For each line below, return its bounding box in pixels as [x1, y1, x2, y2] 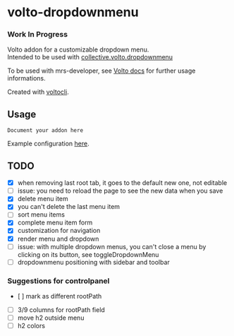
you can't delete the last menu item [17, 203, 121, 211]
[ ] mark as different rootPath [17, 292, 102, 301]
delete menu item [17, 195, 68, 203]
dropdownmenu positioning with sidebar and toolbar [17, 258, 171, 266]
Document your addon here [7, 127, 83, 134]
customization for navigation [17, 227, 101, 235]
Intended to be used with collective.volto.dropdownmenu [7, 53, 173, 61]
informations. [7, 74, 46, 83]
